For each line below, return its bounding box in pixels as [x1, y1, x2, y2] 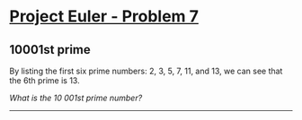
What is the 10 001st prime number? [9, 92, 143, 103]
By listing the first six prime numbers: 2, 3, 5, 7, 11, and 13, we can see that [9, 65, 283, 76]
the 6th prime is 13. [9, 75, 80, 86]
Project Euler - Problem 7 [9, 6, 200, 27]
